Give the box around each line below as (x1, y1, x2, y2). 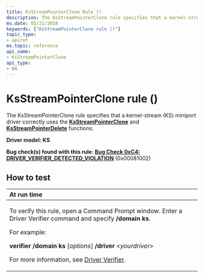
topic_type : (6, 32, 36, 38)
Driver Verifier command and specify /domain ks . (9, 214, 151, 223)
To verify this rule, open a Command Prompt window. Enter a (9, 207, 183, 215)
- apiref (6, 37, 29, 43)
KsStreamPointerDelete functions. (6, 125, 94, 132)
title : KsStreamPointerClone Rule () (6, 9, 102, 15)
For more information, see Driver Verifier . (9, 255, 126, 264)
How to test (6, 172, 50, 182)
